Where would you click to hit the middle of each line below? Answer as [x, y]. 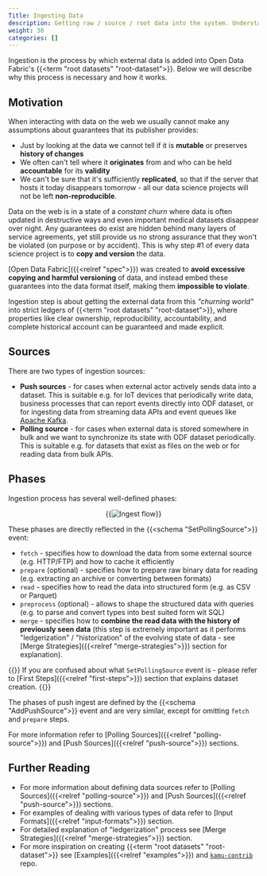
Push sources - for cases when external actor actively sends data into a [138, 386]
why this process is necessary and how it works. [88, 77]
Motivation [36, 102]
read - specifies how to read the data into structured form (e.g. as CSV [135, 586]
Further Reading [49, 768]
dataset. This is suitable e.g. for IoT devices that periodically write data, [137, 395]
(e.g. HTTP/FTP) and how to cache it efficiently [97, 561]
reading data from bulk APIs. [66, 454]
